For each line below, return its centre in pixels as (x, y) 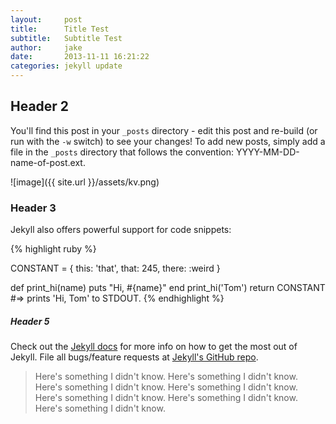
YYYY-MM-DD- (267, 152)
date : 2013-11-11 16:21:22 (80, 57)
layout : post (46, 19)
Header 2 (40, 106)
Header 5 (30, 321)
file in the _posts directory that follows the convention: (122, 152)
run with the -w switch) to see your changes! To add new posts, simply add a (168, 141)
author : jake (46, 47)
